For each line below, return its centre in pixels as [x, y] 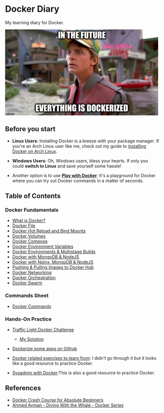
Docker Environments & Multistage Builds [54, 252]
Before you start [30, 129]
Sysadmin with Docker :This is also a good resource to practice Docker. [83, 373]
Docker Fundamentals [32, 210]
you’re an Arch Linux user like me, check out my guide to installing [79, 146]
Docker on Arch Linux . [35, 151]
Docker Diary [32, 9]
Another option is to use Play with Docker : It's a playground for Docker [84, 175]
